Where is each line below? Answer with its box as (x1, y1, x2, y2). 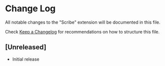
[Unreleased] (5, 43, 47, 52)
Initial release (12, 56, 39, 62)
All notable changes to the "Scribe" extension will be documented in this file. (5, 19, 161, 25)
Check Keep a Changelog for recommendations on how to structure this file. (5, 29, 160, 34)
